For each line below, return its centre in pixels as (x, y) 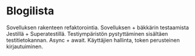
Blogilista (30, 11)
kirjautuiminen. (25, 46)
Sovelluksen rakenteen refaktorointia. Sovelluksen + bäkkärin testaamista (98, 27)
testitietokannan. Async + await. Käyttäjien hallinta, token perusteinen (93, 40)
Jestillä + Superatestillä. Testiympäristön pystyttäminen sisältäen (87, 33)
